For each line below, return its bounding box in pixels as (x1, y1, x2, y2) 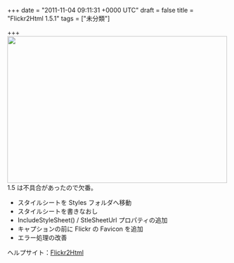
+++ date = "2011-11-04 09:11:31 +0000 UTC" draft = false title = (7, 6, 194, 14)
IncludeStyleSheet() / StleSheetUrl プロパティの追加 (17, 216, 168, 224)
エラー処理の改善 (17, 234, 67, 241)
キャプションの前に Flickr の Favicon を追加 (17, 224, 144, 233)
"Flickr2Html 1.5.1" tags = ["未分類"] (7, 14, 110, 22)
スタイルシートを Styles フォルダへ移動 (17, 198, 132, 206)
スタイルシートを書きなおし (17, 207, 98, 215)
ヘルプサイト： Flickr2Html (7, 248, 84, 257)
